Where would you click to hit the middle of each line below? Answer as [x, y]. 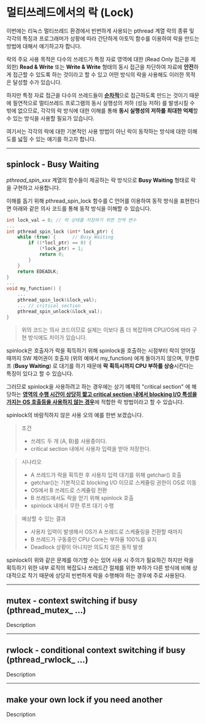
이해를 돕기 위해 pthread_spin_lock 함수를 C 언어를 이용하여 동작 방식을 [93, 201]
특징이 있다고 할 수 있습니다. [40, 373]
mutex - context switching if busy [72, 600]
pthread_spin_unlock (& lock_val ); [60, 311]
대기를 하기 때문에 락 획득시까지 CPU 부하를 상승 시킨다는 [127, 365]
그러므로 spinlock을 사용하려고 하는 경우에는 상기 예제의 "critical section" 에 [98, 386]
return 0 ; [51, 254]
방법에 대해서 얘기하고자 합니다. [44, 46]
